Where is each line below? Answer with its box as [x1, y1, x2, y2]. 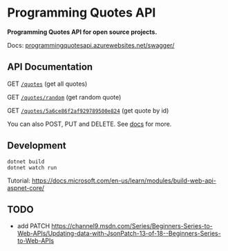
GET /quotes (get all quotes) [7, 80, 88, 88]
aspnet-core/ [7, 183, 45, 192]
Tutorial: [7, 176, 31, 185]
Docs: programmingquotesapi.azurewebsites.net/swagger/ [7, 41, 175, 49]
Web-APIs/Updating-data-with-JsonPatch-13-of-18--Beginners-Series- [17, 230, 221, 238]
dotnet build [7, 158, 45, 165]
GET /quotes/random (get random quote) [7, 93, 122, 101]
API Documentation [7, 61, 93, 73]
